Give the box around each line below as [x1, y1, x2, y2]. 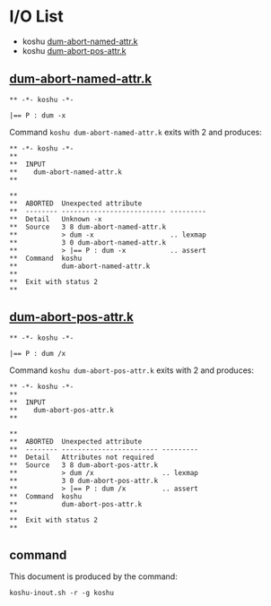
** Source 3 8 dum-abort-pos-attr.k [9, 460, 159, 470]
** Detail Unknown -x [9, 214, 102, 223]
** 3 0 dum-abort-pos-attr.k [9, 476, 159, 485]
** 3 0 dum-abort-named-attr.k [9, 238, 167, 247]
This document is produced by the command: [9, 571, 178, 582]
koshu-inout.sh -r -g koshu [9, 589, 115, 598]
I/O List [9, 6, 65, 27]
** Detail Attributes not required [9, 453, 154, 462]
